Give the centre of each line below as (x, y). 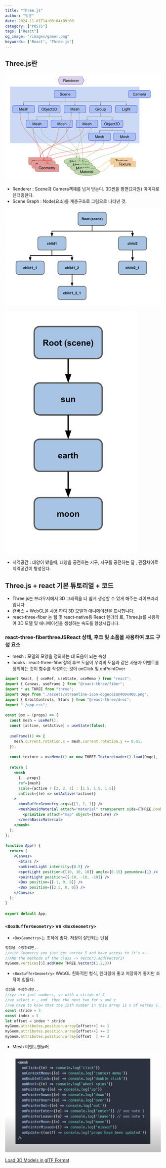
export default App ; (26, 914)
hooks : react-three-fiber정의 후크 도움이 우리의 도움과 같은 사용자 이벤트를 (85, 663)
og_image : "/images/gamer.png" (37, 37)
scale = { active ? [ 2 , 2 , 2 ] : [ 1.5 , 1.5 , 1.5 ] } (67, 788)
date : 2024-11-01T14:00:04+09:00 (40, 21)
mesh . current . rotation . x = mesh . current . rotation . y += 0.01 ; (78, 741)
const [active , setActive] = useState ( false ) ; (58, 726)
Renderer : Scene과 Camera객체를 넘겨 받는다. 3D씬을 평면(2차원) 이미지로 (86, 189)
